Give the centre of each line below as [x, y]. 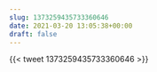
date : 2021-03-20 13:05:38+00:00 [71, 26]
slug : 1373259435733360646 [59, 17]
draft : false [33, 34]
